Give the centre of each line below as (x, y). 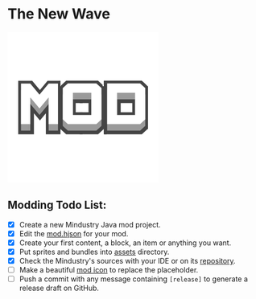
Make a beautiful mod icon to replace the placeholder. (109, 270)
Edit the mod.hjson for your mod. (74, 233)
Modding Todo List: (57, 205)
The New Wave (59, 14)
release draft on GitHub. (59, 288)
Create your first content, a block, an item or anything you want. (125, 243)
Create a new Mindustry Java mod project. (90, 224)
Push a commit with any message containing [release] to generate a (134, 279)
